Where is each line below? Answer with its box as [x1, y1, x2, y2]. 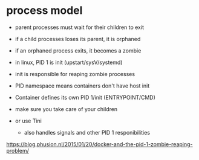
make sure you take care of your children [15, 105, 118, 112]
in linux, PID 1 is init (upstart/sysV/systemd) [15, 59, 123, 66]
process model [6, 4, 83, 18]
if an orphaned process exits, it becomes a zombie [15, 46, 142, 54]
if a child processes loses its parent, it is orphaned [15, 35, 141, 42]
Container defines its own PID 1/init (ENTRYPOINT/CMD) [15, 94, 156, 101]
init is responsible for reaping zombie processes [15, 70, 135, 77]
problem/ [6, 147, 29, 154]
